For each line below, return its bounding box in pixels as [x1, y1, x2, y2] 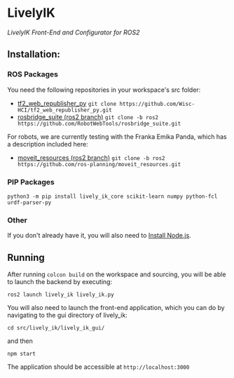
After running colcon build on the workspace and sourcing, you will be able [7, 270, 226, 278]
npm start [7, 351, 36, 358]
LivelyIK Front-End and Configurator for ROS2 [7, 28, 140, 36]
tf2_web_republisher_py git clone [17, 99, 117, 107]
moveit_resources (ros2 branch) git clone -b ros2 [17, 153, 165, 162]
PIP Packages [7, 177, 55, 187]
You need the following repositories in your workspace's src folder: [7, 86, 201, 94]
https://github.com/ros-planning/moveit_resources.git [17, 161, 181, 168]
